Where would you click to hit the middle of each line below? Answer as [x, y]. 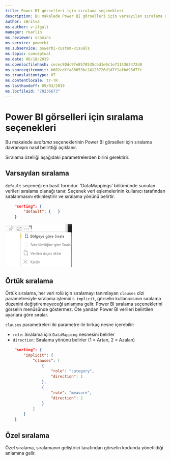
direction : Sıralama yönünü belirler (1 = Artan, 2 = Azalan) [74, 340]
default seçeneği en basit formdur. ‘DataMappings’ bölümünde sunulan [80, 185]
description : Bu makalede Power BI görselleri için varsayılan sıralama [84, 16]
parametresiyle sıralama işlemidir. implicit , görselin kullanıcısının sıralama [83, 298]
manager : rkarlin [24, 32]
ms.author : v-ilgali [27, 27]
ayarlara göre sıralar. [27, 314]
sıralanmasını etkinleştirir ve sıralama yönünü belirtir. [60, 196]
